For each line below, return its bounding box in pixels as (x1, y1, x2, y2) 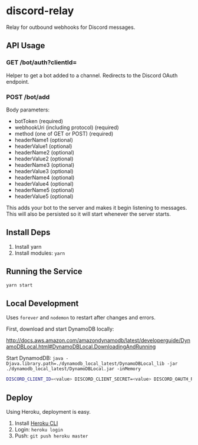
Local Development (6, 298, 79, 308)
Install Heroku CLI (14, 420, 58, 427)
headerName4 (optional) (14, 174, 75, 181)
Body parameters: (6, 106, 50, 113)
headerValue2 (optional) (14, 155, 74, 162)
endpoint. (6, 78, 29, 85)
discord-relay (6, 4, 74, 18)
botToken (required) (14, 117, 64, 124)
